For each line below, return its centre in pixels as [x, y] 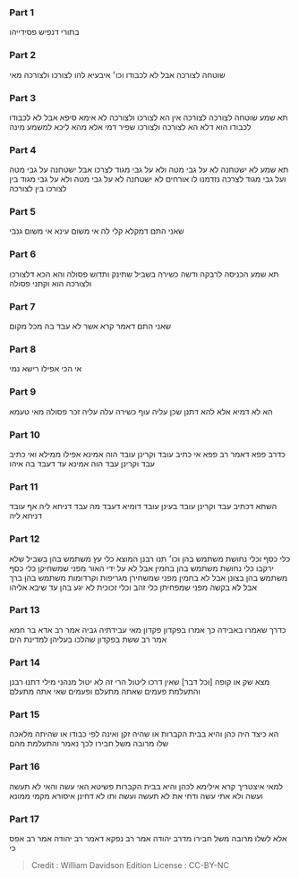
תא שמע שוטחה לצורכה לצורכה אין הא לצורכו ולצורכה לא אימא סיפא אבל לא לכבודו [149, 117]
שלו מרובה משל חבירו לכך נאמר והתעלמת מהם [89, 744]
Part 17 [25, 819]
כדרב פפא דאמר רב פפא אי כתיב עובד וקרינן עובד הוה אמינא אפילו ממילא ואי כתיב [148, 454]
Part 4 [23, 149]
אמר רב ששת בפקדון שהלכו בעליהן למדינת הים [88, 639]
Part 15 [25, 715]
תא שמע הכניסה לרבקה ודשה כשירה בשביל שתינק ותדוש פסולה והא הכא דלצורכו [144, 274]
